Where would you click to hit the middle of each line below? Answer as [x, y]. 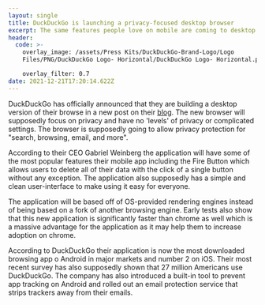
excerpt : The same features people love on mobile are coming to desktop [132, 30]
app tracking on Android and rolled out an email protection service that [123, 284]
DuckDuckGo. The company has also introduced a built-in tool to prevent [127, 275]
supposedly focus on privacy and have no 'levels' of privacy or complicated [131, 120]
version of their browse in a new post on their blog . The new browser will [127, 112]
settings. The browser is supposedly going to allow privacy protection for [127, 129]
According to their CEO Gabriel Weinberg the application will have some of [129, 152]
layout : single [33, 15]
